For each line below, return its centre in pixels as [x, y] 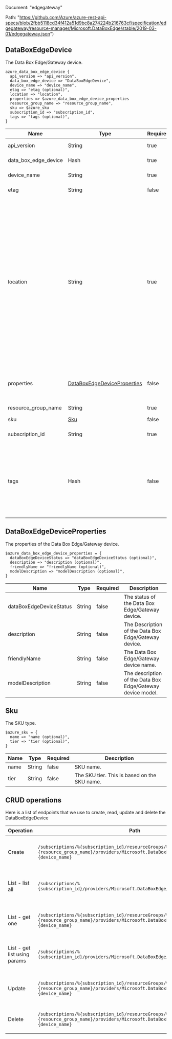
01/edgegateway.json [28, 34]
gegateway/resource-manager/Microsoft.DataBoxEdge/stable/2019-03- [81, 28]
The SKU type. [21, 723]
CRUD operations [34, 800]
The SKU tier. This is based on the [115, 775]
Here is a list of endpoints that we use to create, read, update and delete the [85, 813]
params [17, 961]
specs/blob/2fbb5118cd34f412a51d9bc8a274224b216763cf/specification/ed [86, 23]
